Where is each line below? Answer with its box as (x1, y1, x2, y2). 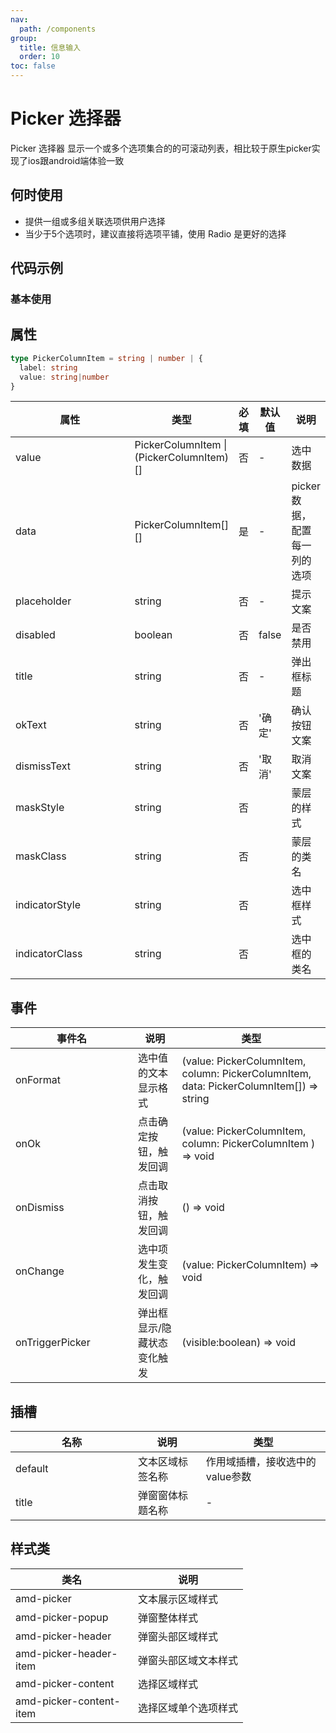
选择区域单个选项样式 (138, 1701, 239, 1715)
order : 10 (19, 52, 60, 62)
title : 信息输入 (19, 42, 82, 53)
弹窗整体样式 (138, 1611, 199, 1625)
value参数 (205, 1470, 252, 1483)
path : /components (19, 24, 97, 34)
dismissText (15, 759, 72, 773)
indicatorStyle (15, 898, 82, 912)
